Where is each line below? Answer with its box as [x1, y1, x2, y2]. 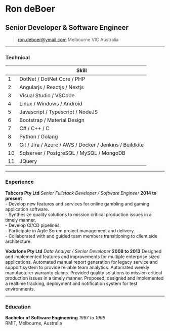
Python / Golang [19, 133, 58, 140]
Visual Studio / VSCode [19, 92, 75, 99]
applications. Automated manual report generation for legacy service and [5, 259, 158, 265]
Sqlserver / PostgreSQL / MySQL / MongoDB [19, 150, 125, 157]
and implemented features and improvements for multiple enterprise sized [5, 254, 160, 260]
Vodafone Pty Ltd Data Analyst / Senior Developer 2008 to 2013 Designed [5, 248, 162, 254]
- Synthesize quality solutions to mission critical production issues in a [5, 211, 152, 218]
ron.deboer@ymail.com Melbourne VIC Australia [17, 36, 119, 43]
